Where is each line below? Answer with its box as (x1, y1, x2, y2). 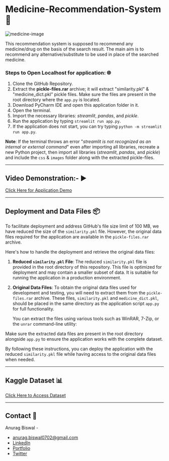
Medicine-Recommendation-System (5, 4, 161, 15)
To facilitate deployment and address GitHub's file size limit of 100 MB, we (5, 223, 159, 229)
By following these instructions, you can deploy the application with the (5, 346, 153, 352)
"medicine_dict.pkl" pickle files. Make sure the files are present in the (12, 92, 156, 98)
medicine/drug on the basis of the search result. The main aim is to (5, 46, 144, 52)
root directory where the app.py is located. (12, 97, 101, 103)
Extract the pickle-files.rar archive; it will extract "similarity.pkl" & (12, 86, 149, 92)
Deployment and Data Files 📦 (5, 207, 101, 216)
